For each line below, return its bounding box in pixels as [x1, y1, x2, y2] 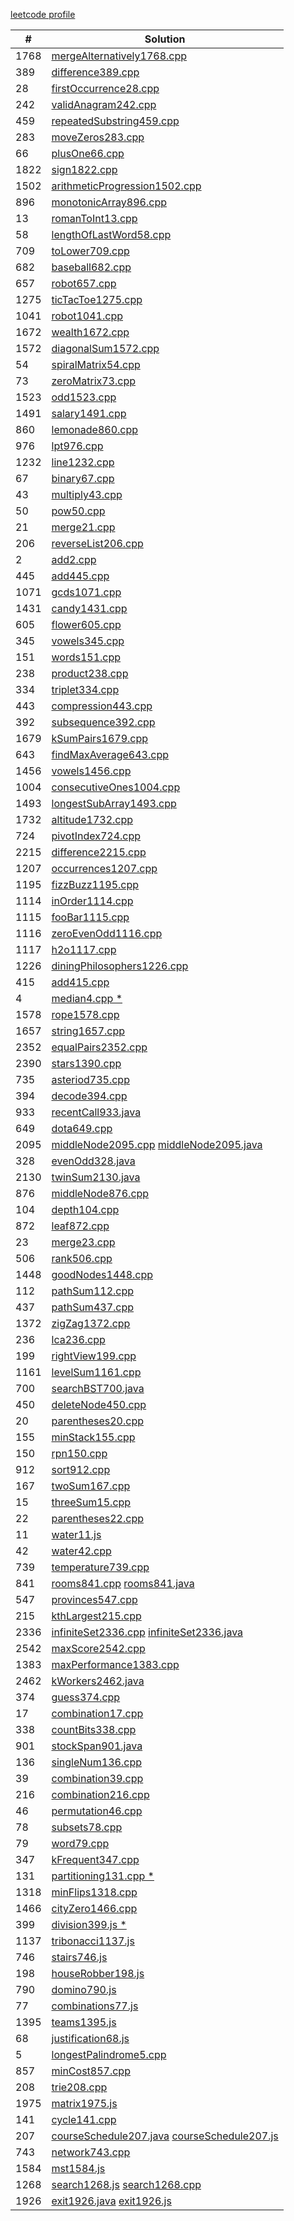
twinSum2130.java [51, 1170, 141, 1184]
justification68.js [51, 2032, 130, 2045]
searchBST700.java [51, 1382, 145, 1395]
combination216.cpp [51, 1788, 150, 1801]
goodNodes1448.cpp [51, 1268, 154, 1281]
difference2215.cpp [51, 845, 147, 859]
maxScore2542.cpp [51, 1642, 146, 1655]
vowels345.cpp [51, 634, 125, 648]
